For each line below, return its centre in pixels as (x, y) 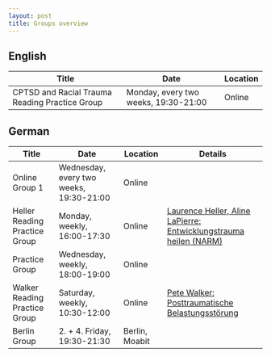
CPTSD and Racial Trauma (63, 92)
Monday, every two (163, 92)
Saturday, (77, 293)
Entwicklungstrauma (205, 231)
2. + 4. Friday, (85, 331)
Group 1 (28, 188)
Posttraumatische (200, 303)
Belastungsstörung (202, 313)
